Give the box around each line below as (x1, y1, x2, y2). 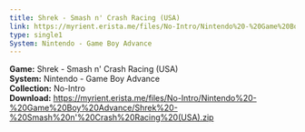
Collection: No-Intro (9, 83, 86, 94)
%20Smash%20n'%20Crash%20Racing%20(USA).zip (9, 112, 214, 123)
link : (9, 22, 30, 31)
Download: (9, 93, 52, 104)
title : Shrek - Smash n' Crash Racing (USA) (9, 13, 181, 23)
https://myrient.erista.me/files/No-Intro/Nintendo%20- (53, 93, 257, 104)
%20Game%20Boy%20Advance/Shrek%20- (9, 102, 179, 114)
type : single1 (9, 30, 64, 39)
